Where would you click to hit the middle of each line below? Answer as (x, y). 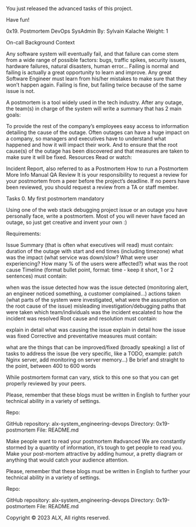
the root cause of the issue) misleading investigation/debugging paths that (96, 306)
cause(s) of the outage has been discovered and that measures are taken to (97, 151)
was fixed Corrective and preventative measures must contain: (82, 336)
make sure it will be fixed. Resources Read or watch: (69, 157)
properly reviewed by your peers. (46, 383)
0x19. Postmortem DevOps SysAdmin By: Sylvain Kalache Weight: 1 (87, 31)
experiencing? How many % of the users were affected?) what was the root (97, 263)
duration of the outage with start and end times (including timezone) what (95, 251)
